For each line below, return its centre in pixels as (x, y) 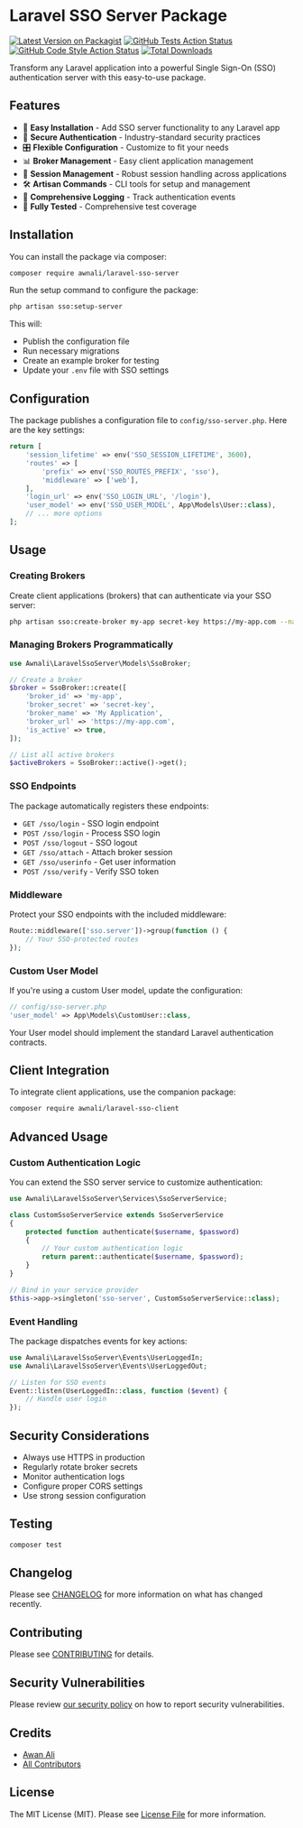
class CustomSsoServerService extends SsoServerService (116, 1214)
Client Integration (60, 1071)
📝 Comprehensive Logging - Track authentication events (129, 197)
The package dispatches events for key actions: (98, 1341)
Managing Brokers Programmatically (92, 644)
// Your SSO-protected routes (83, 939)
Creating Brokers (47, 576)
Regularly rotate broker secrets (80, 1466)
